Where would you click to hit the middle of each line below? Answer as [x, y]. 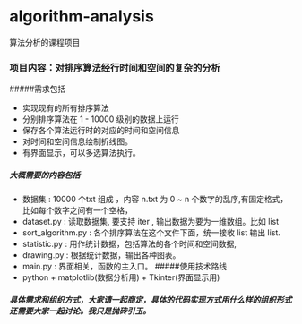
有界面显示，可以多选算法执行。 [81, 153]
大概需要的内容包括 [45, 175]
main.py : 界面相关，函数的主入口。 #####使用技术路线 [124, 267]
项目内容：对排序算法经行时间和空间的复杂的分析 [115, 67]
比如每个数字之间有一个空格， [77, 210]
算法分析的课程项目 [45, 42]
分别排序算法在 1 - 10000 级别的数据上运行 [100, 119]
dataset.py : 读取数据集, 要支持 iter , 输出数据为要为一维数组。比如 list [151, 222]
